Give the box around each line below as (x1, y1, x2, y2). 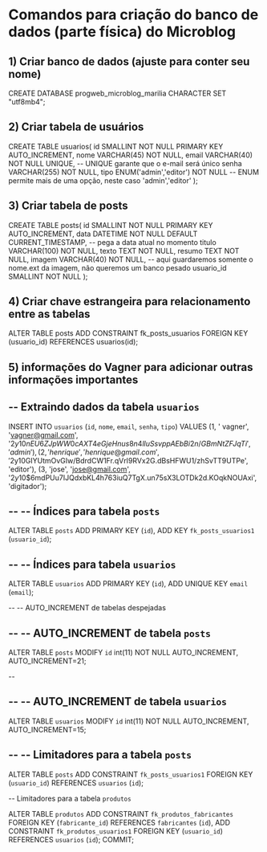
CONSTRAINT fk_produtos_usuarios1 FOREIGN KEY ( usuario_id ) (8, 826, 223, 836)
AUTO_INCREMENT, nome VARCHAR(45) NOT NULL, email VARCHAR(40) (8, 150, 253, 160)
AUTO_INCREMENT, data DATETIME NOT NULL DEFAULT (8, 229, 198, 238)
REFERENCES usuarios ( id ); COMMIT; (8, 834, 135, 844)
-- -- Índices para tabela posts (8, 504, 160, 519)
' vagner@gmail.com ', (8, 430, 79, 439)
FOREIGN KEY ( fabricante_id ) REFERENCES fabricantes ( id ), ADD (8, 817, 231, 827)
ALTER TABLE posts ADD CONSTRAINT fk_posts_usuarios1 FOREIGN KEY (8, 769, 253, 779)
